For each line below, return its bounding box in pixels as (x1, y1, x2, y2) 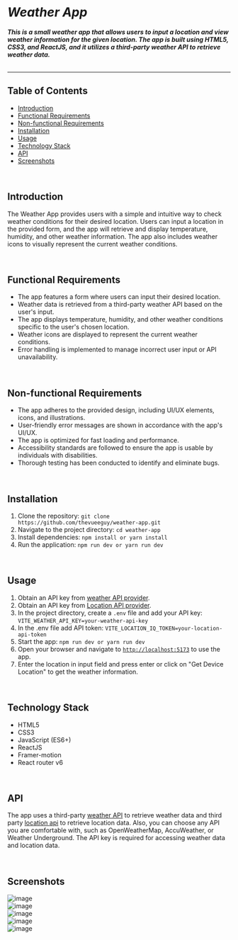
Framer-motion (17, 750, 62, 759)
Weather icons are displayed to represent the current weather (17, 330, 198, 339)
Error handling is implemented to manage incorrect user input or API (17, 345, 217, 354)
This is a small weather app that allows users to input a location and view (7, 28, 229, 36)
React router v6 (17, 758, 64, 766)
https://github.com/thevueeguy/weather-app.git (17, 519, 161, 526)
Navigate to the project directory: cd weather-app (17, 526, 161, 533)
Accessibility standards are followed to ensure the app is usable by (17, 443, 214, 452)
